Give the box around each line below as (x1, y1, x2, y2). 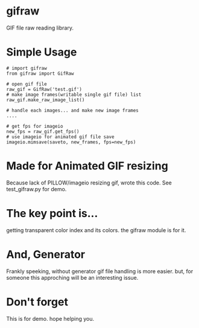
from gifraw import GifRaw (6, 71, 74, 77)
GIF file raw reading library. (6, 24, 74, 31)
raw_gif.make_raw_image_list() (6, 96, 85, 103)
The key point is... (6, 207, 98, 220)
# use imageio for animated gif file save (6, 134, 115, 140)
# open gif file (6, 81, 47, 87)
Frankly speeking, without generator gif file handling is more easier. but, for (6, 267, 194, 275)
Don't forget (6, 295, 68, 309)
